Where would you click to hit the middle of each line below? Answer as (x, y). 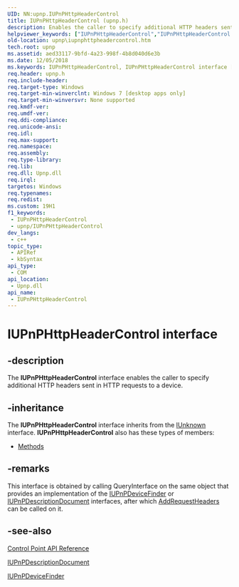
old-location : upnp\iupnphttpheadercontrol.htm (79, 41)
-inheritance (36, 408)
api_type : (22, 266)
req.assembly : (28, 153)
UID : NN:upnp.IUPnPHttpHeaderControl (63, 14)
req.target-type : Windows (46, 87)
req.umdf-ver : (28, 113)
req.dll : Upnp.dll (34, 173)
